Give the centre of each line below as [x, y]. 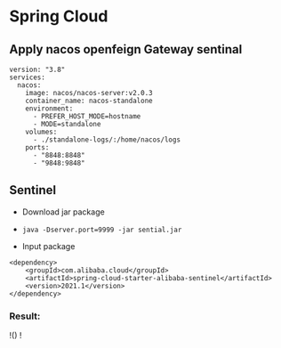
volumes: [41, 132]
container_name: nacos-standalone [89, 101]
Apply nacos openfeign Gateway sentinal [126, 49]
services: [28, 77]
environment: [49, 109]
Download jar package [63, 212]
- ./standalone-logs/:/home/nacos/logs [106, 140]
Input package [48, 246]
